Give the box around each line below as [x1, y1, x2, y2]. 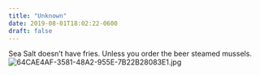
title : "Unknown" [8, 11, 67, 20]
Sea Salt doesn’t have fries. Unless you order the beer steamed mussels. [8, 49, 252, 59]
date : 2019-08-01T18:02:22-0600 [8, 19, 118, 27]
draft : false [8, 27, 53, 35]
